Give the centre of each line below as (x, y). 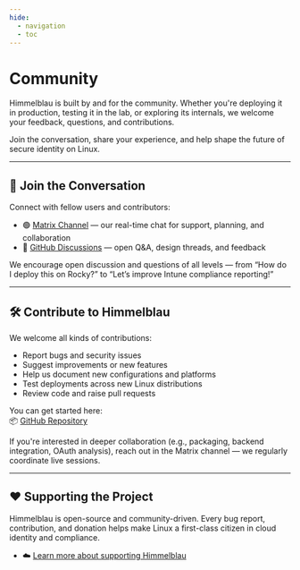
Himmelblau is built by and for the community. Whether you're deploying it (146, 103)
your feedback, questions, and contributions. (92, 123)
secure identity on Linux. (55, 149)
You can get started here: (56, 410)
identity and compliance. (55, 537)
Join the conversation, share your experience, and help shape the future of (147, 140)
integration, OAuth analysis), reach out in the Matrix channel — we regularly (149, 451)
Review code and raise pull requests (89, 393)
